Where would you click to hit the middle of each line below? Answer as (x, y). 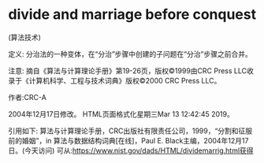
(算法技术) (25, 37)
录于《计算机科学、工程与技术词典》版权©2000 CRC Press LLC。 (115, 80)
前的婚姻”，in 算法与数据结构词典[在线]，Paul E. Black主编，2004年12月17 (128, 140)
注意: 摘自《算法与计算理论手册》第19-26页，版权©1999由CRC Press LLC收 (131, 70)
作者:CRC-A (28, 97)
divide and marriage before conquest (132, 15)
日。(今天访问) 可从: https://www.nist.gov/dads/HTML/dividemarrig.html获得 (131, 150)
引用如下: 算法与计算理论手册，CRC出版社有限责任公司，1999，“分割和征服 (130, 131)
